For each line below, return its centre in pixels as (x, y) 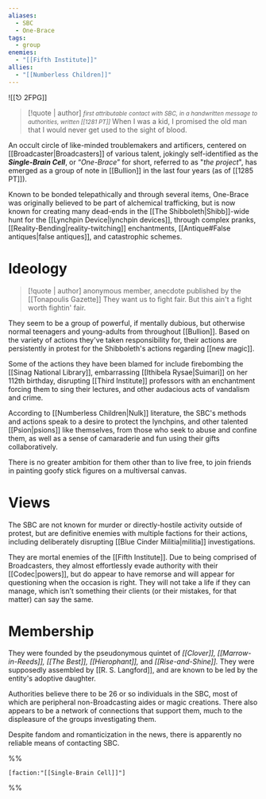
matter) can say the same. (51, 599)
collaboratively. (33, 447)
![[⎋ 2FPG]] (28, 97)
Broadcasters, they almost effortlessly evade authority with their (113, 565)
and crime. (26, 398)
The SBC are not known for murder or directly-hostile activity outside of (125, 525)
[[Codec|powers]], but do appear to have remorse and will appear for (121, 574)
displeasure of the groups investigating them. (83, 719)
